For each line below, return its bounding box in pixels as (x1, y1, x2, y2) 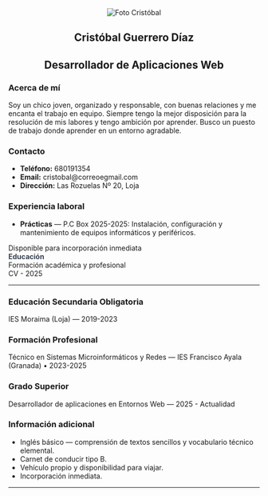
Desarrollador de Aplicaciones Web (44, 58, 224, 71)
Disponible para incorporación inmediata (8, 243, 142, 253)
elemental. (19, 446, 55, 455)
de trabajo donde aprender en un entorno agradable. (8, 126, 182, 135)
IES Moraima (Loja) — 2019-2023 (8, 314, 118, 323)
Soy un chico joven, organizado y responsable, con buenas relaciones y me (8, 100, 257, 110)
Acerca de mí (8, 82, 61, 93)
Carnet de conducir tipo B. (19, 454, 108, 463)
